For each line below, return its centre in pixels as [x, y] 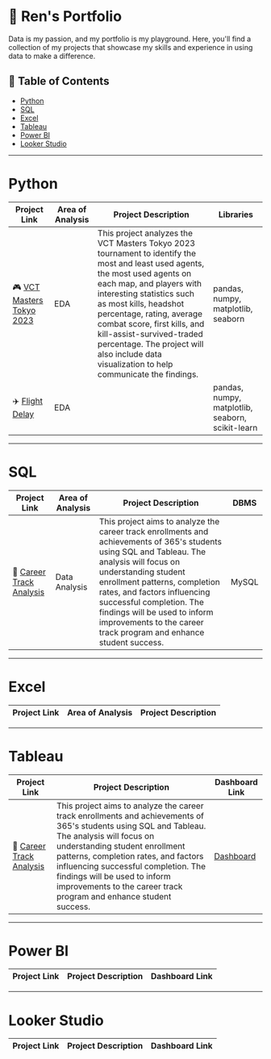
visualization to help [135, 364]
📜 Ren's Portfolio [65, 17]
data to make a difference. [52, 56]
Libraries [236, 215]
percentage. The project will [150, 344]
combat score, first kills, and [151, 323]
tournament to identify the [146, 253]
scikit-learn [236, 427]
